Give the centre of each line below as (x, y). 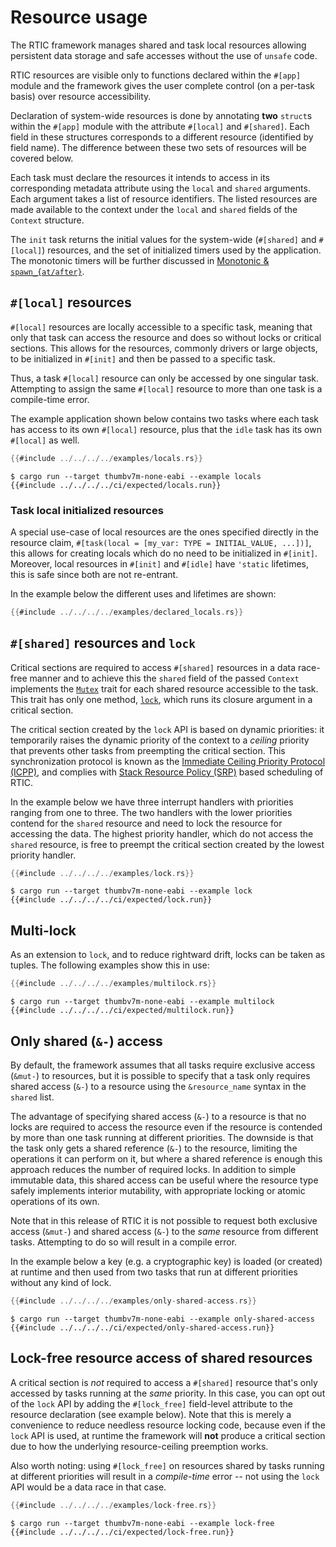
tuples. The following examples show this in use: (110, 965)
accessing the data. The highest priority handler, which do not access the (162, 833)
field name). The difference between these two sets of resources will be (158, 147)
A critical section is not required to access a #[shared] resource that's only (164, 1382)
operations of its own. (55, 1201)
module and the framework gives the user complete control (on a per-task (163, 85)
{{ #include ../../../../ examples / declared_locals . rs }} (127, 612)
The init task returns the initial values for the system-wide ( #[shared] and (163, 239)
